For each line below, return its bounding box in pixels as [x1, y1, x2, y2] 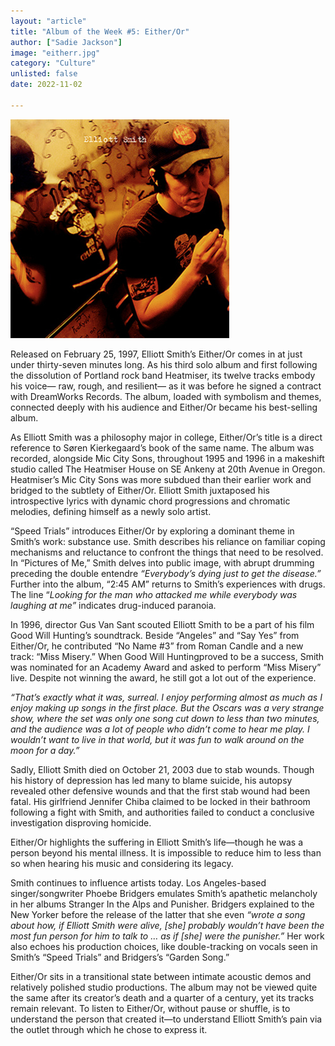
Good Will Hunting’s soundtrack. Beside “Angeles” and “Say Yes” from [10, 629, 300, 641]
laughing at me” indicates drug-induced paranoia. [10, 599, 217, 611]
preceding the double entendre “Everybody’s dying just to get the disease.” [10, 567, 322, 579]
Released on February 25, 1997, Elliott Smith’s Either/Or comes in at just [10, 348, 303, 360]
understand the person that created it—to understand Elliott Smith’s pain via [10, 1013, 323, 1025]
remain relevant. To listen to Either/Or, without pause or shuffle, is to [10, 1002, 291, 1014]
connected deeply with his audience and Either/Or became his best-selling [10, 401, 318, 413]
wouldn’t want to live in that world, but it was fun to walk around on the [10, 733, 305, 745]
